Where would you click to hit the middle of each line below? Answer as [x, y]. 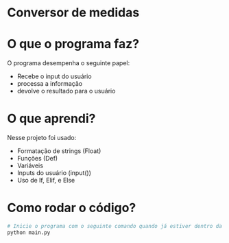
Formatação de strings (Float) [59, 151]
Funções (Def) [37, 159]
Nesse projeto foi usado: [42, 138]
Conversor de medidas [73, 13]
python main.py [29, 232]
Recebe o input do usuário [54, 76]
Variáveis [30, 165]
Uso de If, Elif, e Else [46, 181]
